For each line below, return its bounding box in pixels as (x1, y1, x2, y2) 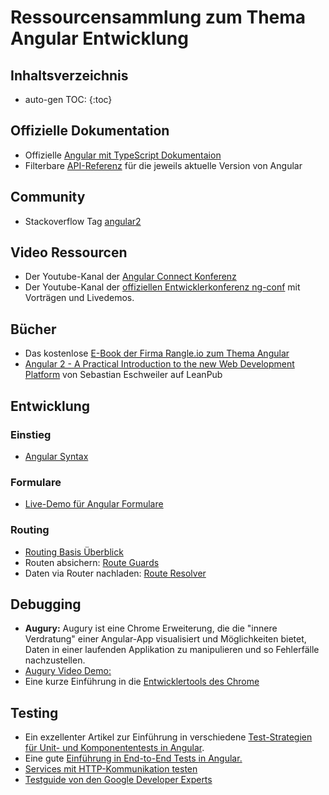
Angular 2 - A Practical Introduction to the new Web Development (24, 358, 295, 370)
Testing (10, 704, 59, 721)
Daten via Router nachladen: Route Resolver (24, 567, 207, 579)
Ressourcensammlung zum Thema (10, 6, 307, 29)
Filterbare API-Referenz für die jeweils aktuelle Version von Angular (24, 159, 303, 171)
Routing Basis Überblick (24, 546, 124, 558)
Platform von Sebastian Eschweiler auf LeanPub (24, 369, 223, 381)
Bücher (10, 321, 57, 338)
